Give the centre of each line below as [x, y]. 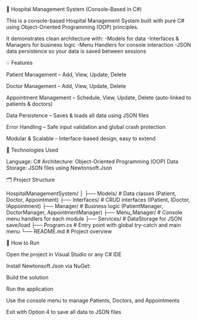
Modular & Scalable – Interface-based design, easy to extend [81, 139]
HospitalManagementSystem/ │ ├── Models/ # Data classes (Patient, [91, 193]
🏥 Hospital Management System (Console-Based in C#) [74, 9]
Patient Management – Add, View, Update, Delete [66, 75]
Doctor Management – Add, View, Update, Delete [66, 86]
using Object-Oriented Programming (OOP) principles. [72, 27]
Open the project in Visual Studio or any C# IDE [64, 254]
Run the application [30, 289]
